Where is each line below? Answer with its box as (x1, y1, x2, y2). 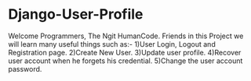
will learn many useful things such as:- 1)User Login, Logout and (8, 39, 216, 48)
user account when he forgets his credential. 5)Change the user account (8, 56, 243, 65)
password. (8, 64, 42, 73)
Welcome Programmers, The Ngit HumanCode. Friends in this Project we (8, 31, 244, 40)
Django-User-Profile (8, 5, 144, 23)
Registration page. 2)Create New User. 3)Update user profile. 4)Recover (8, 48, 242, 57)
